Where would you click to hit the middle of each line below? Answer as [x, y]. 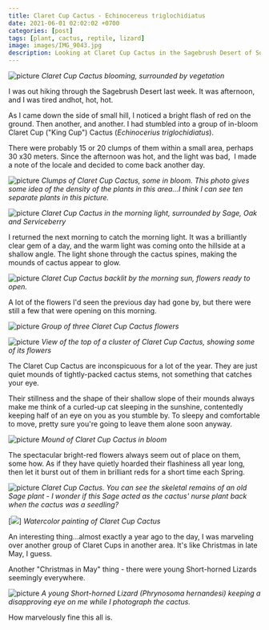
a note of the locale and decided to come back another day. [107, 165]
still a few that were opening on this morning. [83, 311]
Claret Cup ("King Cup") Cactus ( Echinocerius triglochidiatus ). [111, 132]
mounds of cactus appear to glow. [65, 262]
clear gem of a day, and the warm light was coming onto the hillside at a [127, 246]
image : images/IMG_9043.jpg [55, 46]
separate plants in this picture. [59, 198]
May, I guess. [30, 553]
